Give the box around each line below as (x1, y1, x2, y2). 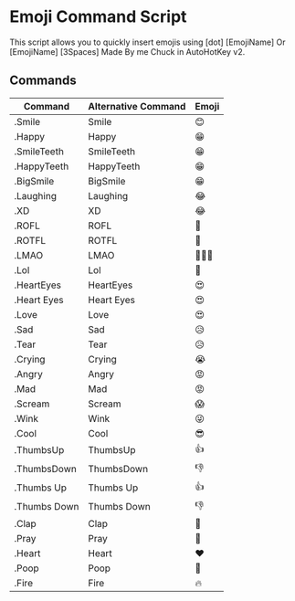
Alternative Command (88, 100, 186, 112)
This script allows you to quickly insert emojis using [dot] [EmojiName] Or (9, 37, 286, 47)
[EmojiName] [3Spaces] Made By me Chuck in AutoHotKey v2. (9, 46, 246, 57)
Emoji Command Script (9, 6, 187, 27)
